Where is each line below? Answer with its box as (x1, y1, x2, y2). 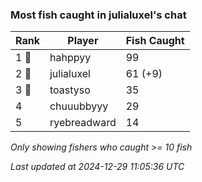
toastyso (49, 83, 91, 97)
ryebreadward (49, 116, 117, 130)
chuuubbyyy (49, 99, 109, 113)
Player (67, 34, 99, 48)
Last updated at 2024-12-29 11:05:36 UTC (10, 161, 185, 173)
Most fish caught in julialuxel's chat (10, 8, 187, 22)
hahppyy (49, 51, 92, 65)
